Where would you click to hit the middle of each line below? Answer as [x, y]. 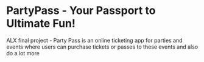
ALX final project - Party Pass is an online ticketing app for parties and [94, 40]
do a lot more [23, 53]
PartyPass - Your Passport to [81, 11]
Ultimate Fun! [41, 23]
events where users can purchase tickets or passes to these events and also [102, 47]
